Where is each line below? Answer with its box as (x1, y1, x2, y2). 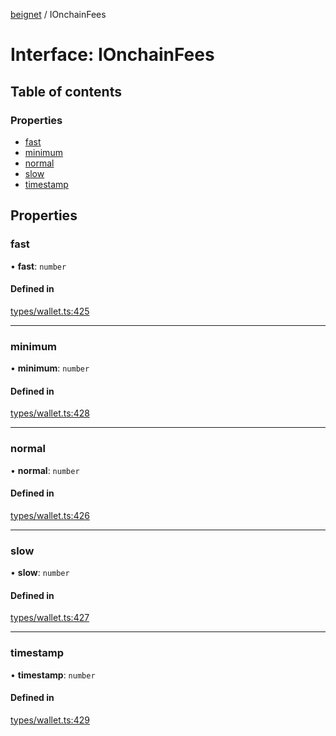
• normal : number (10, 464, 80, 476)
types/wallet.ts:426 (10, 509, 90, 521)
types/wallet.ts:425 (10, 305, 90, 317)
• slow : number (10, 567, 70, 579)
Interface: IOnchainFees (10, 44, 215, 66)
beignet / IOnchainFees (10, 9, 107, 20)
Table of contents (10, 83, 122, 100)
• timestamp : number (10, 669, 96, 681)
